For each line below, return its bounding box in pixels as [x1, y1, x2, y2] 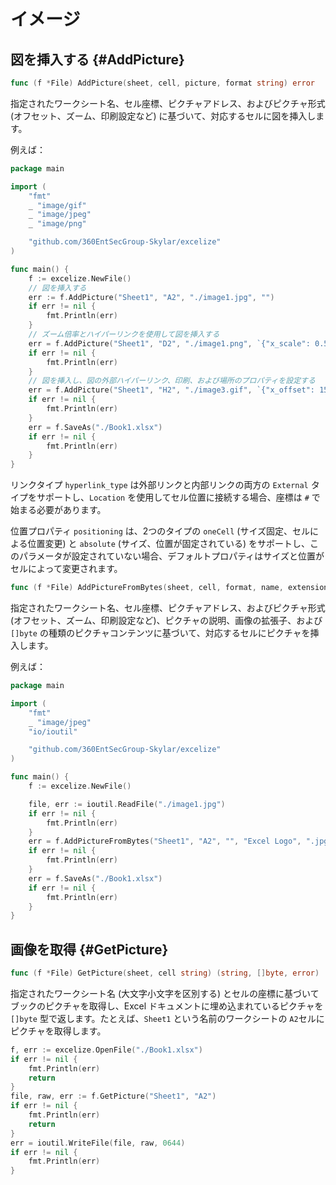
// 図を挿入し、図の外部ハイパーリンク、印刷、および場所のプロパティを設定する [28, 376, 316, 386]
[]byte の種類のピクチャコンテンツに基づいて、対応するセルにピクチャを [10, 627, 311, 639]
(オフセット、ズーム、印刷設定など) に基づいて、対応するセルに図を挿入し [10, 110, 317, 122]
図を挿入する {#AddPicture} [10, 51, 185, 68]
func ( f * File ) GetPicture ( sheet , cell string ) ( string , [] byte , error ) [10, 968, 320, 979]
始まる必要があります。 [10, 504, 107, 516]
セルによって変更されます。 [10, 563, 123, 575]
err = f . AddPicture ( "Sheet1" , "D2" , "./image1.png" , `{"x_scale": [28, 338, 311, 349]
